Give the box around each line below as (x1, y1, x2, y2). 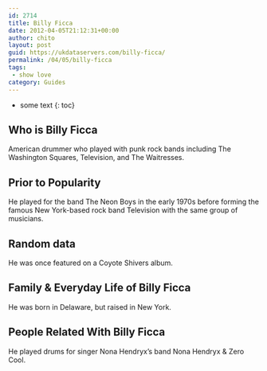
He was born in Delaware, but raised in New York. (8, 302, 171, 311)
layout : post (8, 41, 52, 49)
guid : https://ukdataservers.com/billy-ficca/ (8, 49, 166, 57)
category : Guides (8, 78, 66, 86)
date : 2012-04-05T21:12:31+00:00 (8, 26, 120, 34)
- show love (11, 71, 52, 79)
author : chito (8, 33, 56, 42)
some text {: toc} (19, 100, 76, 110)
